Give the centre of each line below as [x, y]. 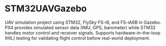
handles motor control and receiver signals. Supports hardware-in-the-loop [83, 33]
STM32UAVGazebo [46, 9]
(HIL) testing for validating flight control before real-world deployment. [77, 38]
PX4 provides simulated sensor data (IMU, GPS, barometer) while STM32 [80, 27]
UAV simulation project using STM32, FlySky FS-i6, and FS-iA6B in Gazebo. [83, 22]
